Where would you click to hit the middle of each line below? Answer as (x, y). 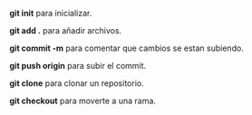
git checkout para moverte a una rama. (83, 101)
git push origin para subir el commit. (78, 66)
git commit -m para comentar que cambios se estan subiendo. (127, 48)
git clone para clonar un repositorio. (77, 83)
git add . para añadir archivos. (66, 30)
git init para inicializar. (51, 13)
